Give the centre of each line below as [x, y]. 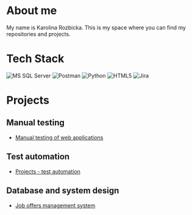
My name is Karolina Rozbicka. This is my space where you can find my [96, 27]
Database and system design [63, 191]
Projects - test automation [48, 171]
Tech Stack [35, 59]
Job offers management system [55, 205]
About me [32, 11]
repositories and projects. [39, 34]
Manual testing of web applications [59, 137]
